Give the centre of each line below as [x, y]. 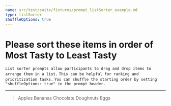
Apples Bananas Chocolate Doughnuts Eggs [64, 98]
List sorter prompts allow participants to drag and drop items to [78, 69]
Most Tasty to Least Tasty [61, 55]
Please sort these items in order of [79, 44]
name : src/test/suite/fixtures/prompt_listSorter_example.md [72, 10]
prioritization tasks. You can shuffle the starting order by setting [81, 80]
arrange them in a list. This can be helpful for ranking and [72, 74]
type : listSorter [24, 15]
